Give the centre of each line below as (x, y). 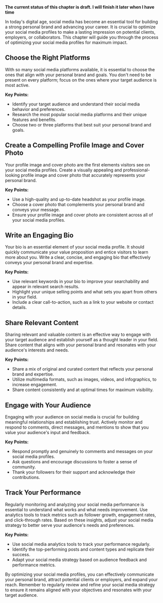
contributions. (26, 478)
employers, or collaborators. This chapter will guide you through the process (82, 37)
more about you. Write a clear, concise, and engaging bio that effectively (78, 257)
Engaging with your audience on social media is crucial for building (72, 417)
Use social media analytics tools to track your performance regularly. (81, 544)
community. (24, 467)
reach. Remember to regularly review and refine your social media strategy (80, 584)
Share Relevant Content (42, 322)
